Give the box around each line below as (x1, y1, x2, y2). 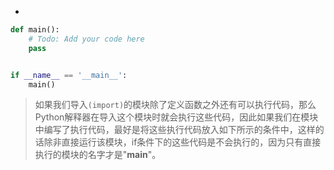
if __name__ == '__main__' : (10, 70, 128, 80)
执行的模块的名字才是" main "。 (34, 149, 162, 161)
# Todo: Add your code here (28, 34, 145, 44)
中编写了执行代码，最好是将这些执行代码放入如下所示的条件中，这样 (34, 124, 316, 136)
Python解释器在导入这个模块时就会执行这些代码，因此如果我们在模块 (34, 111, 319, 123)
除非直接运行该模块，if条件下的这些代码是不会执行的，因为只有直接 (43, 136, 322, 148)
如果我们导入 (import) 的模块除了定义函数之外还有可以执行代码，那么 (34, 99, 317, 111)
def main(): (10, 25, 60, 35)
